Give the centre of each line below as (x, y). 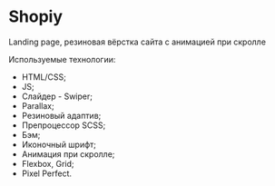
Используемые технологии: (62, 59)
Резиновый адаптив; (61, 115)
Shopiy (36, 17)
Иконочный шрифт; (59, 144)
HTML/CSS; (44, 77)
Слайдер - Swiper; (57, 96)
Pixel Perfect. (47, 173)
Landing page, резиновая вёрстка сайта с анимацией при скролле (137, 42)
